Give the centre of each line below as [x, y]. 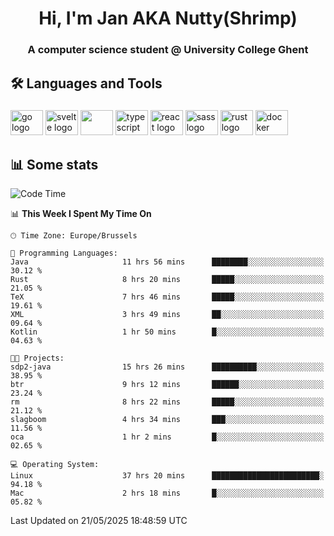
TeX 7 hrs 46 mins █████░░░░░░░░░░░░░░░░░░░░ [167, 297]
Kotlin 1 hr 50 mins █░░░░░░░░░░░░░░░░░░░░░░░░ [167, 332]
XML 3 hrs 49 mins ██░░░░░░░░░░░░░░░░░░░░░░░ [167, 315]
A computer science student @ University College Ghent [168, 50]
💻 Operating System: [55, 465]
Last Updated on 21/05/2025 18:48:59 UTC [99, 521]
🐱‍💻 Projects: [37, 358]
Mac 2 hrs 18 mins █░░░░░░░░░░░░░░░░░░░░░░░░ [167, 493]
